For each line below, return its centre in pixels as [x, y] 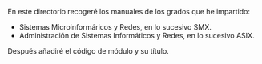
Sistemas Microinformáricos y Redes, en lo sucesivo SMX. [115, 27]
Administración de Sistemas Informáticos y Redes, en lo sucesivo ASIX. [137, 36]
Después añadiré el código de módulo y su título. [88, 51]
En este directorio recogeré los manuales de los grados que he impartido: [129, 12]
